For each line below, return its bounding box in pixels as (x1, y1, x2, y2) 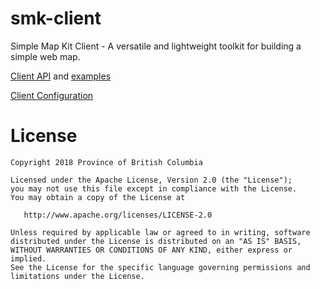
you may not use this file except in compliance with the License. (10, 183, 298, 194)
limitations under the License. (10, 271, 145, 281)
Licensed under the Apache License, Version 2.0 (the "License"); (10, 175, 293, 185)
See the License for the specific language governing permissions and (10, 262, 311, 272)
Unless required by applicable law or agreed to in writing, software (10, 227, 311, 237)
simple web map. (10, 50, 81, 62)
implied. (10, 253, 47, 264)
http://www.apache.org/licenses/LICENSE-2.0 (23, 210, 213, 220)
